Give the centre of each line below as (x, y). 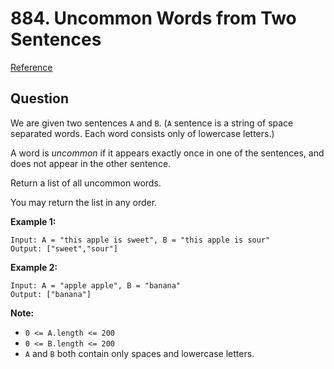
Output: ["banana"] (51, 294)
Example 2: (34, 267)
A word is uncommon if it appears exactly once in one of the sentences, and (167, 153)
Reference (31, 67)
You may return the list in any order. (84, 202)
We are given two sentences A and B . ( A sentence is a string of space (152, 123)
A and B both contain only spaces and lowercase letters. (139, 353)
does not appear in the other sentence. (91, 163)
